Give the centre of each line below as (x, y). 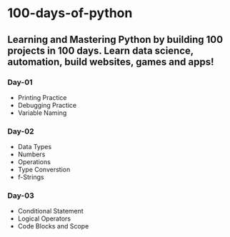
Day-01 (20, 82)
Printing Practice (42, 97)
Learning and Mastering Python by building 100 (115, 40)
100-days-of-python (70, 13)
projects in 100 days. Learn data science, (101, 50)
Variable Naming (42, 113)
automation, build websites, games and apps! (111, 62)
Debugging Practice (47, 105)
